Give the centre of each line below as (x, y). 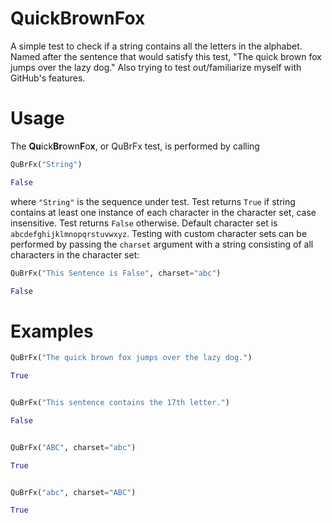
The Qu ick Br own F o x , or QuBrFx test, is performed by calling (135, 146)
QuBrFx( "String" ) (46, 164)
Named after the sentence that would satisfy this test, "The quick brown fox (166, 56)
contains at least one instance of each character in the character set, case (163, 212)
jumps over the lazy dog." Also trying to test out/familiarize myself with (156, 67)
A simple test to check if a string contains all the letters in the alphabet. (156, 46)
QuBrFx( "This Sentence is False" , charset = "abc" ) (116, 273)
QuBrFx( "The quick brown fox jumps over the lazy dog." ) (131, 358)
